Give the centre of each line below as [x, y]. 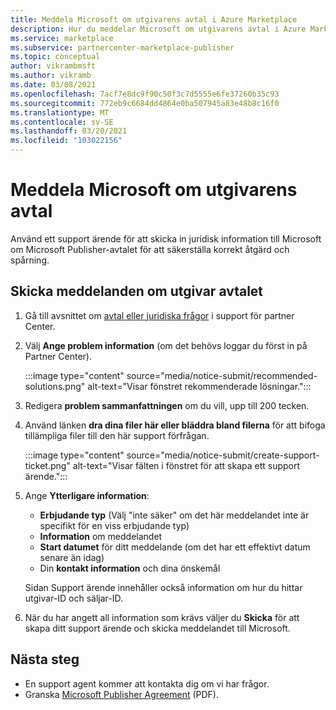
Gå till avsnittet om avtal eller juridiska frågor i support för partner [159, 315]
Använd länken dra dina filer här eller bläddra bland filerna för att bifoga [175, 425]
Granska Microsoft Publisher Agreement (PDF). [121, 694]
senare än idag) [72, 557]
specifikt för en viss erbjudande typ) [114, 525]
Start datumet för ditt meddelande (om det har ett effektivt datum [175, 547]
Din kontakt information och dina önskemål [130, 568]
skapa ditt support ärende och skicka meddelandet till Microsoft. [157, 628]
